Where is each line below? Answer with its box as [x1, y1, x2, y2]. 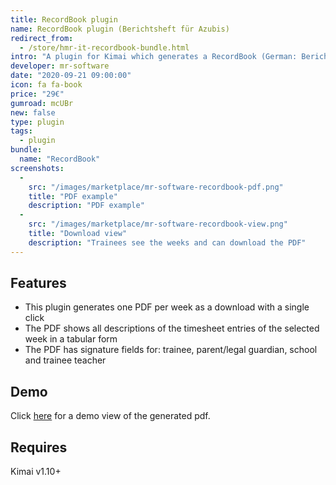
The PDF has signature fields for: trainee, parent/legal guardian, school [24, 344, 318, 356]
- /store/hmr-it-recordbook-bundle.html [19, 42, 190, 53]
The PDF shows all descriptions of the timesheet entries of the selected [24, 322, 320, 335]
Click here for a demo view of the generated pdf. [10, 410, 211, 422]
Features [10, 275, 67, 292]
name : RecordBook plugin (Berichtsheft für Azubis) [10, 24, 230, 34]
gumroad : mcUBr [10, 98, 74, 108]
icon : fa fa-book [10, 80, 83, 90]
